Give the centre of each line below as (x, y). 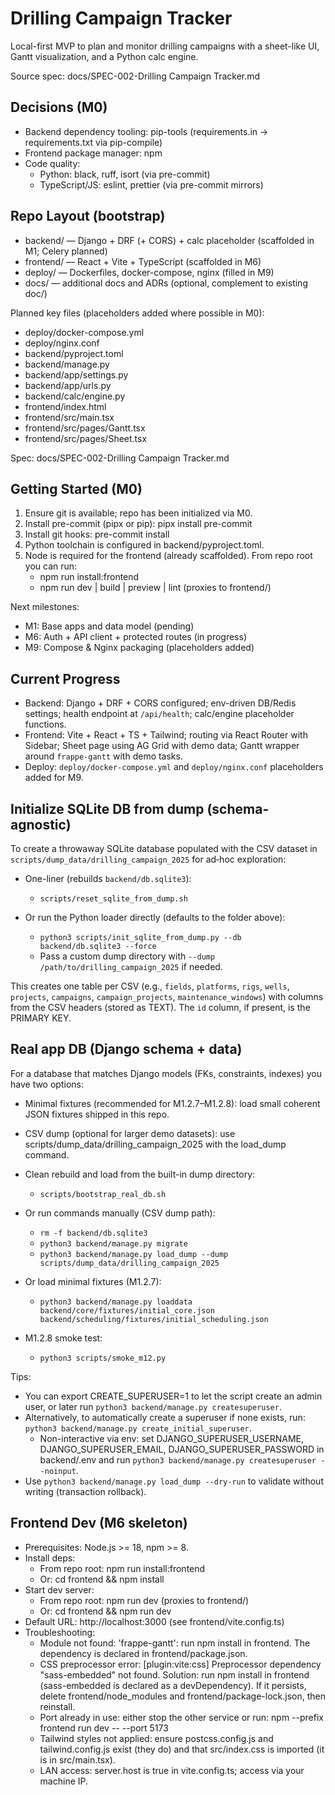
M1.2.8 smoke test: (63, 1338)
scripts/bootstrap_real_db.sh (103, 1194)
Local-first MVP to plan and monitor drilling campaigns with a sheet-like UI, (165, 46)
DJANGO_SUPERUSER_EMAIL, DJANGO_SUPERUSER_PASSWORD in (182, 1449)
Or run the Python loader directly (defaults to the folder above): (155, 917)
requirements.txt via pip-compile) (93, 142)
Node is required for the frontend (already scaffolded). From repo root (168, 556)
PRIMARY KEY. (41, 1018)
